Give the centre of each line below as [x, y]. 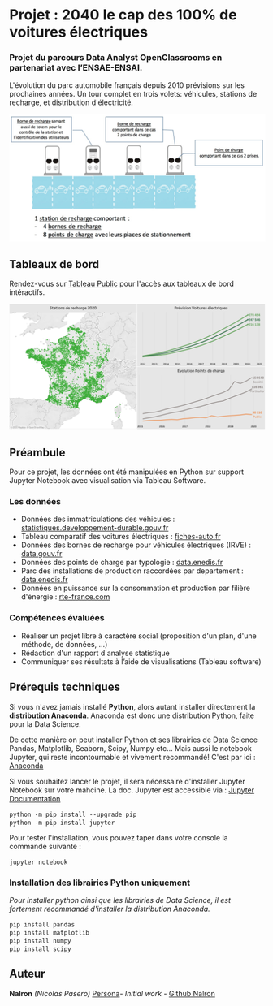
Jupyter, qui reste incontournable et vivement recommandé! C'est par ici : [132, 757]
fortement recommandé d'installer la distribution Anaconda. [110, 909]
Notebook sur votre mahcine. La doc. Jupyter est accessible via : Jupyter [132, 790]
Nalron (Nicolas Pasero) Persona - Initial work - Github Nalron [113, 993]
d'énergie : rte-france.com [65, 597]
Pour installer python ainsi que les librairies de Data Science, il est [120, 900]
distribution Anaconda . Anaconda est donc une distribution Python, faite [132, 715]
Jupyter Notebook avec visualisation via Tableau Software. [108, 481]
